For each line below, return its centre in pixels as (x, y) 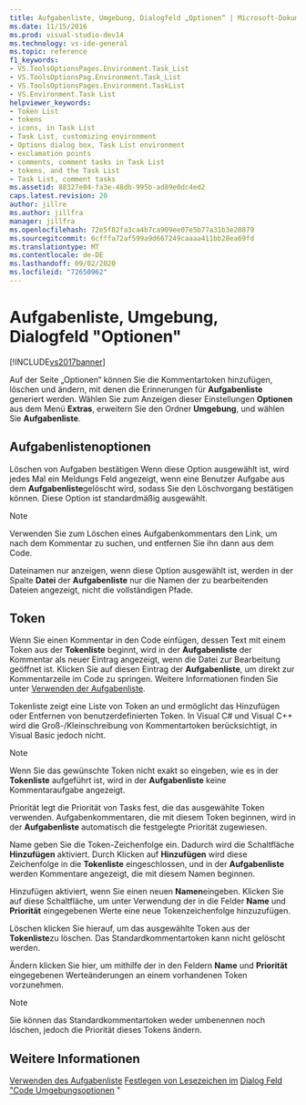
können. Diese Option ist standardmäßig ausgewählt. (108, 498)
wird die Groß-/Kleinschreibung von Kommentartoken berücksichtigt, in (143, 726)
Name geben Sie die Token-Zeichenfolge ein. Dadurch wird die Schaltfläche (152, 845)
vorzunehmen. (36, 985)
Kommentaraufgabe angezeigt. (67, 790)
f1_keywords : (34, 60)
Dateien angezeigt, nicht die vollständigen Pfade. (102, 590)
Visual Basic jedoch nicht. (58, 736)
